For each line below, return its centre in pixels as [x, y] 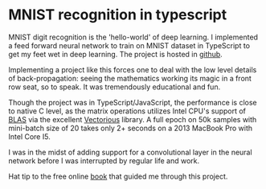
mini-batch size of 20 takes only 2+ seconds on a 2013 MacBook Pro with [131, 128]
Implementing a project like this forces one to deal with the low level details [133, 69]
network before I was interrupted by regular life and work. [104, 160]
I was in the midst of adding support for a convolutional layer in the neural [130, 152]
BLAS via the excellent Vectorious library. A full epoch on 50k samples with [133, 119]
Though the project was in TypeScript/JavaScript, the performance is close [133, 102]
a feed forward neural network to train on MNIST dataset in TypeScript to [129, 45]
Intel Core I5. [29, 136]
